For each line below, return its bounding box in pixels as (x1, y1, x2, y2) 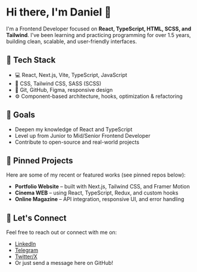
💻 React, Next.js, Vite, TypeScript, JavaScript (14, 71, 127, 78)
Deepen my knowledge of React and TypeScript (14, 125, 133, 133)
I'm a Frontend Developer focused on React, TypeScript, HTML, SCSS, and (6, 25, 192, 32)
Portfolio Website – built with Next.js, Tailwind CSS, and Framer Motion (14, 183, 190, 190)
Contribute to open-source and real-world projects (14, 138, 140, 146)
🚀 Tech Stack (6, 55, 56, 65)
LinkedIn (14, 240, 36, 248)
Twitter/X (14, 253, 37, 260)
